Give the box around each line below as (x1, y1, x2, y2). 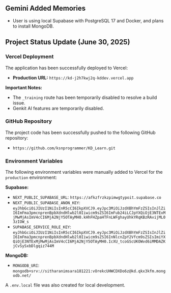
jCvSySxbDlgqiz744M (12, 244, 54, 249)
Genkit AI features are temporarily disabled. (12, 105, 104, 111)
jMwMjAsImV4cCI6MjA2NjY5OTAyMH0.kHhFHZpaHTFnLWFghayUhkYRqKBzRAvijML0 (12, 215, 166, 220)
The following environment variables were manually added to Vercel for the (5, 169, 163, 175)
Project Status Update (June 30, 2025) (5, 38, 130, 46)
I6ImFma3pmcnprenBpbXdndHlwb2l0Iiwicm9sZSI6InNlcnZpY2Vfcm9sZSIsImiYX (12, 234, 166, 240)
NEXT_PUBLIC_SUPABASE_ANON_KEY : (12, 200, 80, 206)
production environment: (5, 174, 58, 180)
